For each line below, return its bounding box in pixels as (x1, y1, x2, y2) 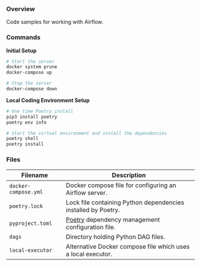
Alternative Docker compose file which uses (65, 242, 190, 250)
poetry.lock (9, 203, 44, 209)
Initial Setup (6, 47, 37, 54)
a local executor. (65, 250, 112, 258)
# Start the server (6, 59, 55, 65)
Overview (6, 5, 35, 13)
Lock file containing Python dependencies (65, 198, 184, 206)
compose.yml (9, 188, 44, 195)
